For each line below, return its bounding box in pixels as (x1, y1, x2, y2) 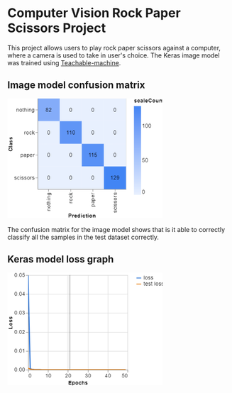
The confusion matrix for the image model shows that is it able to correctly (7, 225, 226, 233)
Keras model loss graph (7, 253, 114, 265)
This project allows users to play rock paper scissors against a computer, (7, 43, 221, 52)
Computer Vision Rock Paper (7, 5, 181, 21)
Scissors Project (7, 20, 106, 36)
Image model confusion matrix (7, 79, 145, 92)
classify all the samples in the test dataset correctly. (7, 233, 160, 241)
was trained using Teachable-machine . (7, 58, 121, 67)
